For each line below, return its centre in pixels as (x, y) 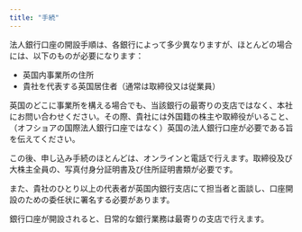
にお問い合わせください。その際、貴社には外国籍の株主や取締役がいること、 (151, 116)
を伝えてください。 (45, 138)
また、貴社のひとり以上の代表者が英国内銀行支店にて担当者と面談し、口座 (147, 188)
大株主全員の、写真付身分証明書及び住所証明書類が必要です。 (124, 169)
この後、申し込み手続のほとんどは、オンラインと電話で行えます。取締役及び (151, 157)
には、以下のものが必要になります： (77, 56)
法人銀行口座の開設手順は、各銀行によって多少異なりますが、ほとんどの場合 (151, 44)
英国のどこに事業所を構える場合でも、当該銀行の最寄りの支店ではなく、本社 (151, 105)
